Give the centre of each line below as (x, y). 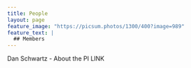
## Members (29, 39)
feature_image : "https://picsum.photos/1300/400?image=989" (96, 26)
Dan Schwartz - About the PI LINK (56, 58)
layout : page (26, 20)
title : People (28, 13)
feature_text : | (31, 33)
